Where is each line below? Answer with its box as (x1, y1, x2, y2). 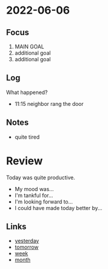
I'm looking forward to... (14, 198, 73, 205)
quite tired (14, 133, 40, 140)
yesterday (14, 237, 40, 245)
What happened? (6, 89, 48, 96)
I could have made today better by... (14, 204, 103, 211)
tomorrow (14, 243, 39, 251)
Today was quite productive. (6, 174, 76, 181)
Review (6, 154, 43, 167)
